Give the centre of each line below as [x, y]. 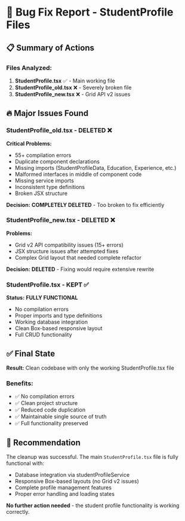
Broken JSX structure [41, 193]
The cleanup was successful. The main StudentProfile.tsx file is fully [92, 457]
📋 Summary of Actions [50, 48]
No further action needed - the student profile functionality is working [93, 505]
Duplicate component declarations [57, 162]
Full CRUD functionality [44, 335]
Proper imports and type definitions [58, 316]
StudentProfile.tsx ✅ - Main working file [65, 81]
